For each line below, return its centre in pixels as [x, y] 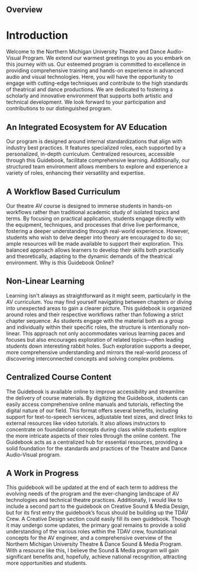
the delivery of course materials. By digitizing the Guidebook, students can [97, 398]
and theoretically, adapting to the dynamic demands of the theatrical [90, 256]
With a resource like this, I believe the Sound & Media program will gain [92, 551]
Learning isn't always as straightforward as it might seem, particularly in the [98, 295]
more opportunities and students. [47, 563]
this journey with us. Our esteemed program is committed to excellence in [96, 64]
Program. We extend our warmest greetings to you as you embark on [106, 58]
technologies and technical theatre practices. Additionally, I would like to [94, 500]
